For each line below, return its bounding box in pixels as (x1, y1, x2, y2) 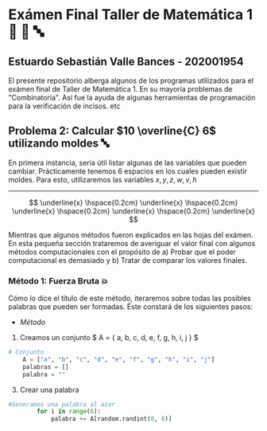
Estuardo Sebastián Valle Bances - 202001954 (8, 54, 244, 69)
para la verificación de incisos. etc (8, 101, 121, 111)
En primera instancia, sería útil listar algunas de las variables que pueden (8, 158, 247, 167)
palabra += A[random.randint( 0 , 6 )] (50, 415, 172, 423)
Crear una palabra (19, 385, 79, 394)
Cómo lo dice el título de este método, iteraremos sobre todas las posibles (8, 293, 252, 304)
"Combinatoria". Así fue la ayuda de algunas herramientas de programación (8, 93, 256, 102)
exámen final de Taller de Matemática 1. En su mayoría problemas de (8, 84, 233, 93)
